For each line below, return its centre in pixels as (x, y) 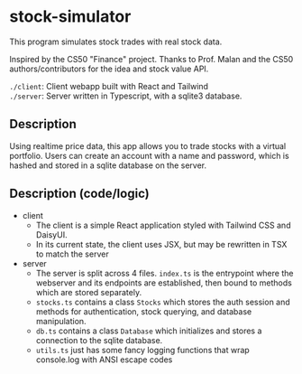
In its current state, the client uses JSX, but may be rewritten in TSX (161, 244)
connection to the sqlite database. (99, 340)
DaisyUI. (51, 234)
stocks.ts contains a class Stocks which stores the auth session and (163, 302)
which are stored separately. (89, 292)
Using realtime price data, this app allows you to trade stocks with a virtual (148, 145)
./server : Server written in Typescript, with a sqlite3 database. (126, 96)
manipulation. (61, 321)
